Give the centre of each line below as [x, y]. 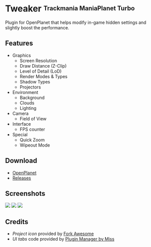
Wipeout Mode [35, 145]
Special [20, 134]
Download [21, 161]
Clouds [27, 103]
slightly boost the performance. [37, 27]
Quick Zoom [32, 140]
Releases [22, 178]
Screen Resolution [38, 61]
